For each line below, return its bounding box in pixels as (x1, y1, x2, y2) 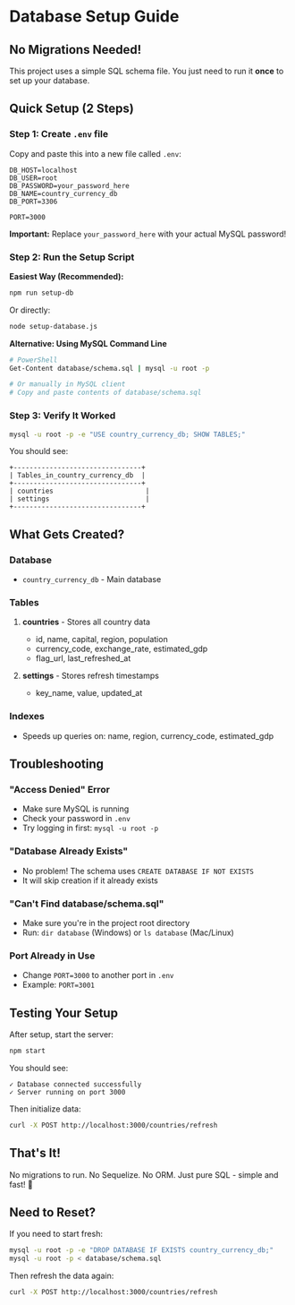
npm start (9, 1046, 46, 1056)
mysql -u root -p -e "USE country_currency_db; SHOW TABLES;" (9, 430, 246, 439)
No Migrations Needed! (9, 42, 142, 57)
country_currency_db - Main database (21, 574, 162, 585)
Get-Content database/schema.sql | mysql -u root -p (9, 364, 210, 373)
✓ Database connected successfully (9, 1079, 142, 1089)
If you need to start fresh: (9, 1229, 103, 1240)
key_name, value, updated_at (35, 688, 143, 699)
